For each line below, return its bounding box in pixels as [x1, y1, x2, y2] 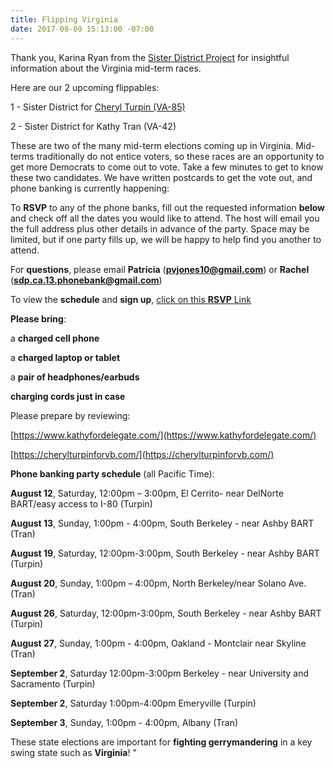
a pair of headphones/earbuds [10, 371, 140, 383]
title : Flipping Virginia [10, 14, 118, 25]
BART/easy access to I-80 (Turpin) [10, 497, 153, 510]
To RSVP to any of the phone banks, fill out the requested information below [10, 201, 326, 213]
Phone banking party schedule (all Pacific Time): [10, 467, 215, 480]
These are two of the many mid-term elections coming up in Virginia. [10, 139, 294, 151]
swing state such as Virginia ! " [10, 746, 137, 758]
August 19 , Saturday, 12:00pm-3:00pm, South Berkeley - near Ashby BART [10, 547, 320, 559]
